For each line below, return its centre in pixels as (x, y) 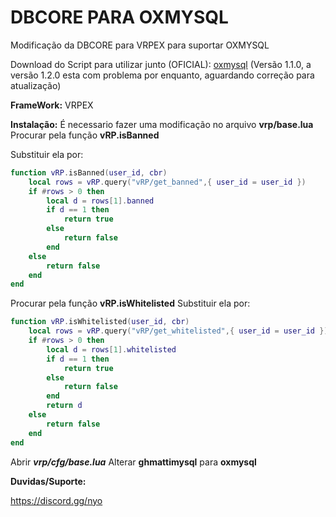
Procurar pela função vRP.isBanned (85, 135)
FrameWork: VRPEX (52, 105)
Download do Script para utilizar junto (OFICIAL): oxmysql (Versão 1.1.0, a (161, 64)
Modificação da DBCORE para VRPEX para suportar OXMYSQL (140, 45)
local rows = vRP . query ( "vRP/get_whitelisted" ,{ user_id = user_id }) (178, 331)
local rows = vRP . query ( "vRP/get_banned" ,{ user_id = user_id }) (167, 182)
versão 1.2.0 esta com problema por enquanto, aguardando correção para (162, 75)
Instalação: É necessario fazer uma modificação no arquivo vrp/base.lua (162, 124)
